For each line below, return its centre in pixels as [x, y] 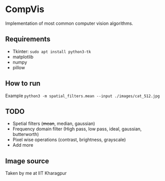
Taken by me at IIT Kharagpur [36, 173]
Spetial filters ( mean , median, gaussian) [54, 124]
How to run [23, 84]
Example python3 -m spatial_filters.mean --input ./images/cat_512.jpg [82, 96]
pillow [19, 67]
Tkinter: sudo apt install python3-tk [52, 51]
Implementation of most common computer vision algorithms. [69, 23]
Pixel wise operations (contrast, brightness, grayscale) [69, 140]
